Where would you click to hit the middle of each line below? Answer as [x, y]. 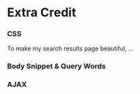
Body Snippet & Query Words [56, 66]
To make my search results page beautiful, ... [70, 48]
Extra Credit [42, 13]
